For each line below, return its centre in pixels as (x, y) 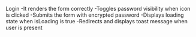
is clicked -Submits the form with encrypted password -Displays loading (95, 15)
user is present (24, 27)
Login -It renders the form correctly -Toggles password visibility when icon (98, 9)
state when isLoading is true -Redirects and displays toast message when (97, 21)
